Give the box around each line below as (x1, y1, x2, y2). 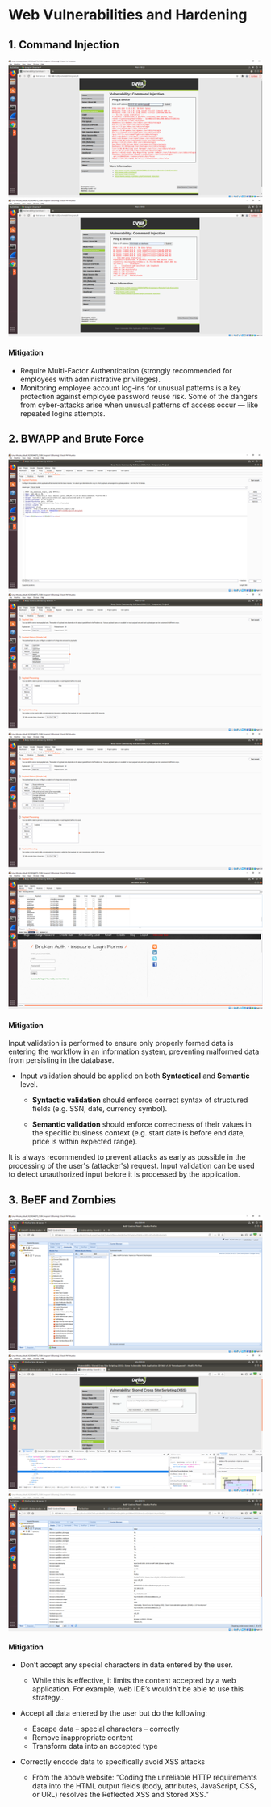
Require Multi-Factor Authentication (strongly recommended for (19, 365, 232, 375)
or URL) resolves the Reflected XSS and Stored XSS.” (31, 1790, 210, 1800)
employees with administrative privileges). (19, 374, 161, 384)
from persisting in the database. (8, 1055, 115, 1065)
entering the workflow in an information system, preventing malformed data (8, 1047, 260, 1056)
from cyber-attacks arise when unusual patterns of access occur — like (19, 400, 259, 410)
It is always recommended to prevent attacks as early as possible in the (8, 1152, 246, 1162)
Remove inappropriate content (31, 1733, 133, 1742)
